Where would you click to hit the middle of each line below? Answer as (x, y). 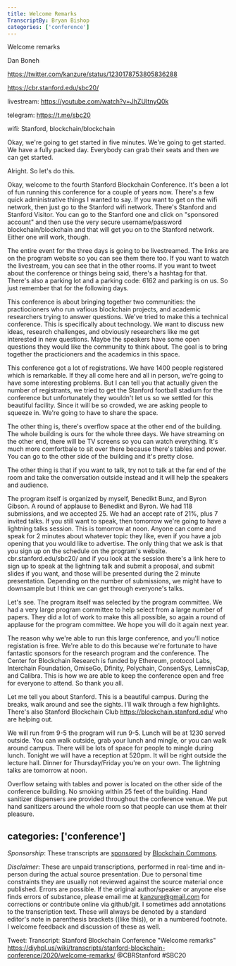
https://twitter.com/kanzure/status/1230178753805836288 (92, 74)
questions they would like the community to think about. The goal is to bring (117, 347)
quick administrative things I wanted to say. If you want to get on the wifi (112, 200)
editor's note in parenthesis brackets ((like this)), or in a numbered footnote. (117, 919)
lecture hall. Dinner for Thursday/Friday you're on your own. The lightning (114, 763)
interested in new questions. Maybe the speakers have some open (104, 340)
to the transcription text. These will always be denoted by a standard (107, 912)
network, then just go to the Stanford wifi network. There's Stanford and (112, 207)
